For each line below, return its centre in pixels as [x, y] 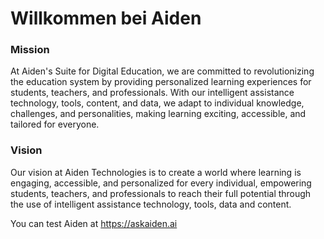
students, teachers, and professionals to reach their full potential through [161, 193]
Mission [30, 50]
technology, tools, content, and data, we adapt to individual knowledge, [157, 103]
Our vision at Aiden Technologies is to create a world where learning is [156, 172]
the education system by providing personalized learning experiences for [161, 82]
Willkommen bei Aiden [106, 18]
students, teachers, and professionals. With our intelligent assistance [152, 93]
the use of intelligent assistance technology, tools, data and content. [151, 204]
